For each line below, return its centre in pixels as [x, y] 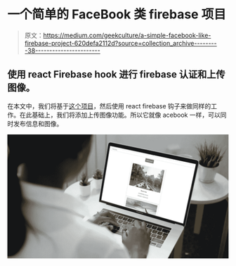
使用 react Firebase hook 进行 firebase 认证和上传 [116, 75]
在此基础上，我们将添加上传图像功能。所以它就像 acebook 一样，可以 [120, 115]
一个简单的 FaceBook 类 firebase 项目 [117, 14]
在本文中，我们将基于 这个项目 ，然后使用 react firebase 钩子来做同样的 [109, 106]
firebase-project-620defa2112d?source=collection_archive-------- [120, 43]
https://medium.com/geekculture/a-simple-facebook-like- [127, 35]
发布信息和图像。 [38, 123]
